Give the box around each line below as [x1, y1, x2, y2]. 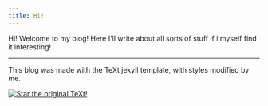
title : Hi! [8, 11, 45, 20]
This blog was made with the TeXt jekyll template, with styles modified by [8, 65, 250, 74]
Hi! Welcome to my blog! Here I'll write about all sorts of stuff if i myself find [8, 33, 257, 43]
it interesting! [8, 41, 52, 52]
